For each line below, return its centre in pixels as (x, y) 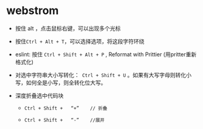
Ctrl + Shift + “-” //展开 (64, 120)
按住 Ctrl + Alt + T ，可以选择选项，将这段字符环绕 (80, 41)
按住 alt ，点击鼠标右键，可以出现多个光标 (68, 28)
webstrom (33, 11)
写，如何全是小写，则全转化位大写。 (61, 83)
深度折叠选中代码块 (39, 95)
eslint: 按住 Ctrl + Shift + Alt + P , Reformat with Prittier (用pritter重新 (106, 54)
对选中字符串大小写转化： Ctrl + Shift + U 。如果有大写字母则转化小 (103, 75)
